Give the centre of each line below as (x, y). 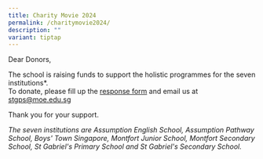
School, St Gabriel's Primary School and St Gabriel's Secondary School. (125, 146)
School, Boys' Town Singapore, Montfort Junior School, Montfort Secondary (131, 139)
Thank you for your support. (54, 115)
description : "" (35, 30)
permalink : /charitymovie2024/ (59, 23)
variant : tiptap (35, 37)
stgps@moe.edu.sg (40, 99)
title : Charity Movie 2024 (52, 15)
